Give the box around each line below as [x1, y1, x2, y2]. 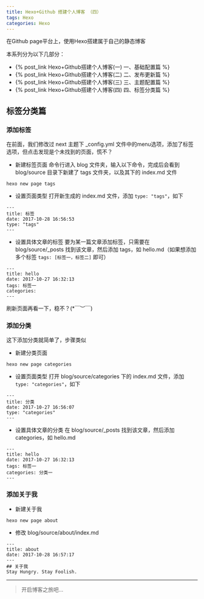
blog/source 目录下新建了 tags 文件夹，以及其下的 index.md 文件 [15, 168, 177, 176]
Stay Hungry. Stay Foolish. [6, 569, 78, 575]
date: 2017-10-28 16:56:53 [6, 216, 75, 223]
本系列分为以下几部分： [6, 50, 65, 58]
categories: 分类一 [6, 469, 53, 476]
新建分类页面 [15, 349, 47, 356]
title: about [6, 546, 39, 552]
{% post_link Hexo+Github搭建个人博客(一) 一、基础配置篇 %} [15, 63, 170, 71]
